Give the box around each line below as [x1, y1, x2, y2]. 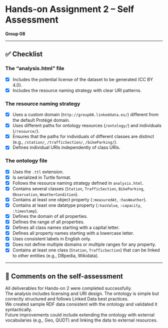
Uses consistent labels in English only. [12, 236, 91, 242]
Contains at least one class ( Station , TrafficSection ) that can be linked [12, 247, 160, 253]
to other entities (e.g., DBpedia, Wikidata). [12, 253, 99, 259]
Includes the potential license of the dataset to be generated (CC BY [12, 76, 153, 82]
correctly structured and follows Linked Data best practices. [5, 296, 129, 302]
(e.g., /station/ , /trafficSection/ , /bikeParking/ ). [12, 139, 117, 145]
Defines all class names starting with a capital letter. [12, 224, 120, 231]
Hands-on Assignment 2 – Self [5, 4, 134, 15]
